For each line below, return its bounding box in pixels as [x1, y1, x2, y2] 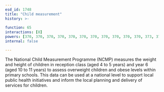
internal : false [5, 39, 38, 44]
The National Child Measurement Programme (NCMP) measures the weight [5, 56, 157, 62]
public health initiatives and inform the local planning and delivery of [5, 77, 143, 83]
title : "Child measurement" [5, 12, 62, 17]
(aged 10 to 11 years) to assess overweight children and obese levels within [5, 67, 156, 73]
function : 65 [5, 25, 32, 30]
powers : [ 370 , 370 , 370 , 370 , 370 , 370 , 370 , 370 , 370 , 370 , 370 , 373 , [5, 35, 154, 39]
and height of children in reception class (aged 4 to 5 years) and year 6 [5, 61, 148, 67]
